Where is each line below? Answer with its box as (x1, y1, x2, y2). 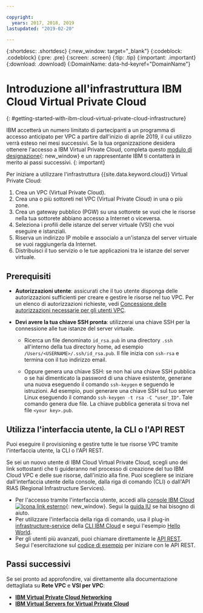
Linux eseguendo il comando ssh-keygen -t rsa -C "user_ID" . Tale (24, 393, 193, 401)
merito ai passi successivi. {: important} (6, 159, 105, 166)
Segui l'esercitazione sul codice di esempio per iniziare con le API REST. (15, 541, 196, 549)
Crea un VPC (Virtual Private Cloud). (15, 189, 106, 196)
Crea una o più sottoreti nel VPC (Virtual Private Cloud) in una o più (15, 195, 183, 203)
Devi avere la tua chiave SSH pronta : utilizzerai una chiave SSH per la (15, 319, 190, 326)
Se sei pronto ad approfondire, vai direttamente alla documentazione (6, 575, 178, 583)
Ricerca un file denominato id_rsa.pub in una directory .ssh (24, 337, 173, 344)
